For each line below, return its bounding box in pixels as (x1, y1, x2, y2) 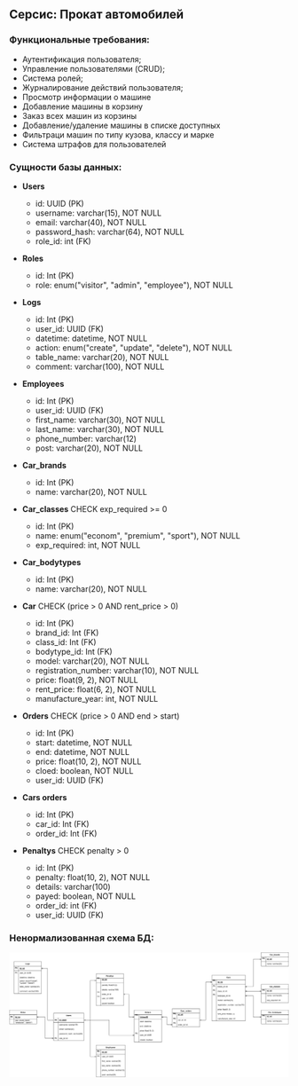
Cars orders (21, 791, 67, 802)
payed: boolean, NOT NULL (35, 891, 137, 901)
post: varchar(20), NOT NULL (35, 443, 144, 453)
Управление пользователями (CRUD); (21, 63, 166, 74)
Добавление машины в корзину (21, 101, 144, 112)
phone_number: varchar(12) (35, 433, 137, 444)
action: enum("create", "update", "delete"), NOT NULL (35, 342, 233, 353)
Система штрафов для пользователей (21, 138, 167, 149)
